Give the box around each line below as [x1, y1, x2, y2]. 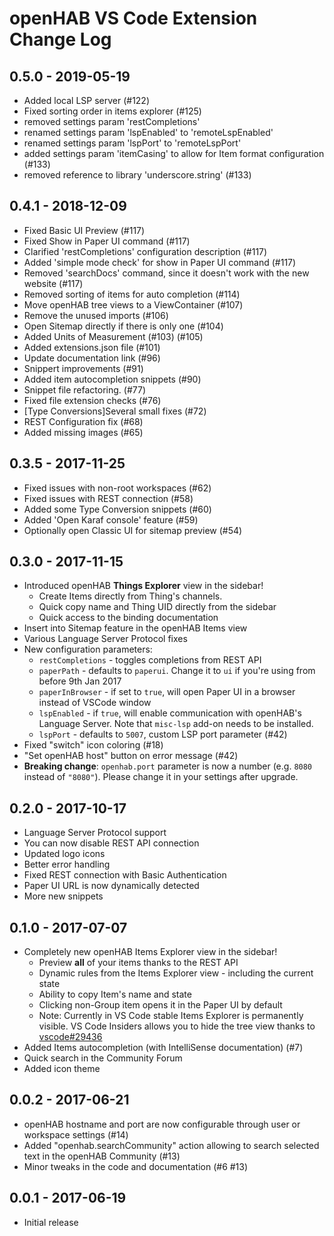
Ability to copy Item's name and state [38, 988, 192, 1001]
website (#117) [23, 277, 84, 289]
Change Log [9, 28, 112, 51]
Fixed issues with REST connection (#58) [23, 492, 194, 504]
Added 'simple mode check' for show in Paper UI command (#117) [23, 256, 297, 268]
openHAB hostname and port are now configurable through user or [23, 1118, 301, 1130]
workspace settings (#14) [23, 1128, 129, 1141]
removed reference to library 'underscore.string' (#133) [23, 169, 252, 181]
